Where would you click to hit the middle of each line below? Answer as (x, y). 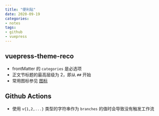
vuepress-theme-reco (39, 56)
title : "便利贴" (20, 9)
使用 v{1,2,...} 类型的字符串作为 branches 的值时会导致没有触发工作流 (83, 108)
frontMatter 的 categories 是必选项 (47, 68)
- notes (13, 23)
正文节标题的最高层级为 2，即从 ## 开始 (52, 75)
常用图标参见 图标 (30, 81)
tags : (10, 28)
